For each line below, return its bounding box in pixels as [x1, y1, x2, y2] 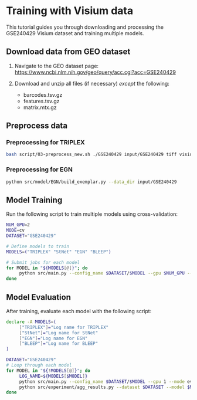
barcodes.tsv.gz [23, 91, 63, 98]
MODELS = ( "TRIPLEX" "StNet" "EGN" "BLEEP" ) [6, 249, 111, 255]
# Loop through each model [6, 362, 72, 368]
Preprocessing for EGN [6, 165, 73, 174]
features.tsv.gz [23, 97, 60, 104]
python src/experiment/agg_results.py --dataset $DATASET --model [19, 384, 185, 390]
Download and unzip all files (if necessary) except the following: [14, 80, 170, 87]
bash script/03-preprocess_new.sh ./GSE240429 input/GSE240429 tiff [6, 151, 177, 158]
